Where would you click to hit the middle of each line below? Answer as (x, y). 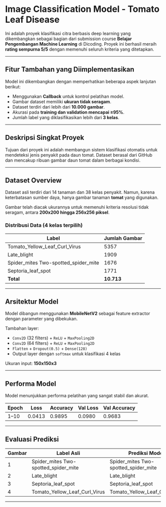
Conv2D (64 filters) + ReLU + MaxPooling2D (53, 343)
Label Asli (68, 453)
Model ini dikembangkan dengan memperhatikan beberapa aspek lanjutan (81, 81)
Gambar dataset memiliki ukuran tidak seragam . (62, 101)
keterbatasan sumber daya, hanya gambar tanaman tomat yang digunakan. (82, 197)
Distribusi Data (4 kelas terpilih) (44, 225)
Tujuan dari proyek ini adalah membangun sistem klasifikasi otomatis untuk (81, 149)
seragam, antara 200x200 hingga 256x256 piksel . (57, 212)
